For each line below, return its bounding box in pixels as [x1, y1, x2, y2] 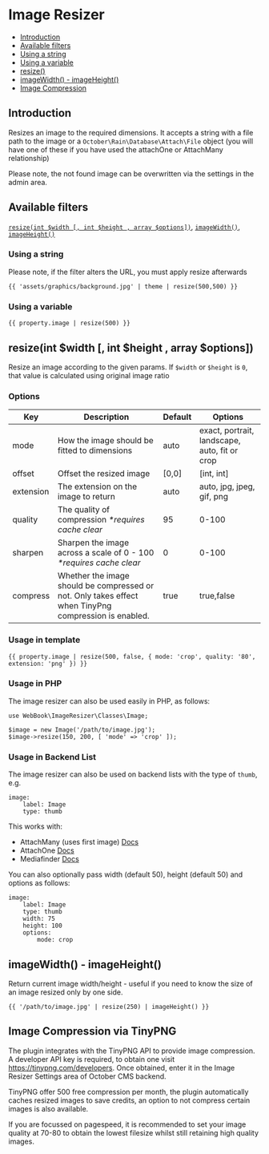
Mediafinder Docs [19, 854, 80, 864]
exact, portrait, [199, 425, 255, 436]
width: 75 [22, 915, 56, 923]
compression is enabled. [57, 611, 150, 622]
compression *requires [57, 514, 146, 526]
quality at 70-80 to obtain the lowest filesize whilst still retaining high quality [8, 1128, 259, 1137]
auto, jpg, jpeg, [199, 481, 255, 492]
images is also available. [8, 1104, 89, 1113]
